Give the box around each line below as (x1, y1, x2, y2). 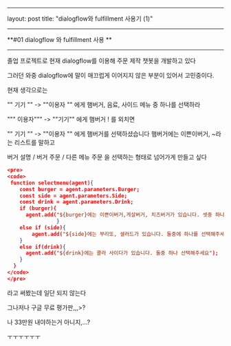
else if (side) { (19, 224, 67, 231)
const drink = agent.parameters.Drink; (19, 199, 134, 206)
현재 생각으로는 (7, 86, 48, 94)
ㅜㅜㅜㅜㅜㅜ (7, 332, 41, 340)
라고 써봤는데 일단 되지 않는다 (7, 288, 87, 296)
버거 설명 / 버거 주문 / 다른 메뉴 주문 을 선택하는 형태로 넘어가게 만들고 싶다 (7, 153, 208, 161)
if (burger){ (19, 205, 57, 212)
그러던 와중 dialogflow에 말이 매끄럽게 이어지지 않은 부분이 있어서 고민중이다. (7, 72, 214, 79)
